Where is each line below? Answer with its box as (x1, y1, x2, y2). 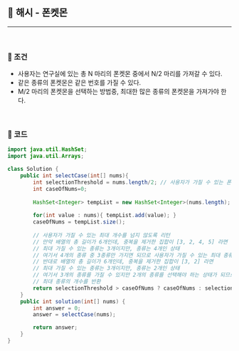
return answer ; (33, 324, 78, 331)
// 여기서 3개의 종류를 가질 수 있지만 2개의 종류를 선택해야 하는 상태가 (33, 271, 217, 279)
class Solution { (7, 166, 59, 173)
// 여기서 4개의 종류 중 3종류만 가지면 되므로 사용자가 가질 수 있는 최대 (33, 251, 221, 258)
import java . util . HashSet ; (7, 146, 87, 153)
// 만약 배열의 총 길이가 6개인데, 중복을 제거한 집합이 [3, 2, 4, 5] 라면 (33, 238, 228, 246)
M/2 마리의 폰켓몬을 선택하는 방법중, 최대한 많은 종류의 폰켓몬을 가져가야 (17, 88, 219, 96)
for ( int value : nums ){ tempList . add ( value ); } (33, 212, 176, 219)
